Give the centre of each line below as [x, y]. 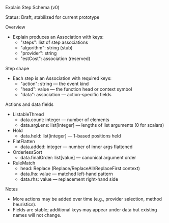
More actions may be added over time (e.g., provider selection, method [87, 199]
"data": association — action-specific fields [66, 94]
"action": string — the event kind [54, 84]
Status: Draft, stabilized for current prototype [52, 17]
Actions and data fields [30, 104]
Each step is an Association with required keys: [62, 78]
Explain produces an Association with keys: [58, 37]
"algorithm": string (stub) [46, 48]
